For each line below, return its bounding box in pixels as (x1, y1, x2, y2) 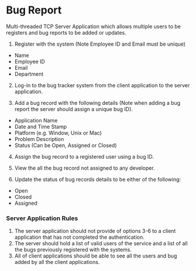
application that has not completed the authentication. (14, 234, 145, 241)
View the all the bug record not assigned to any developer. (14, 164, 155, 171)
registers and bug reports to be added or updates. (6, 29, 127, 36)
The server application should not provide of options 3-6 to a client (14, 228, 176, 235)
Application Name (14, 116, 58, 124)
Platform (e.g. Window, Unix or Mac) (14, 129, 102, 136)
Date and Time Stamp (14, 123, 67, 130)
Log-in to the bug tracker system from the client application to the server (14, 81, 190, 88)
